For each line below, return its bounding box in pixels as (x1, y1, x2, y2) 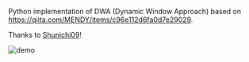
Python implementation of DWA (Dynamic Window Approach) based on (8, 7, 242, 16)
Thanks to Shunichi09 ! (8, 31, 82, 39)
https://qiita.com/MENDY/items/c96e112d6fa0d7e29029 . (8, 15, 193, 24)
